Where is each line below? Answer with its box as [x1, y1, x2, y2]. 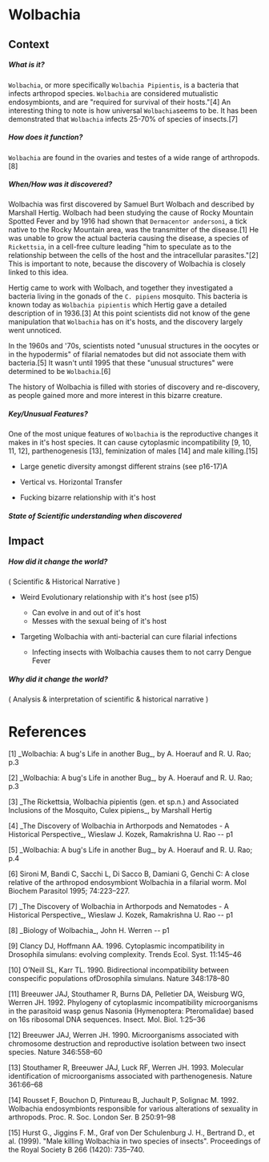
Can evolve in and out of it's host [31, 608, 142, 617]
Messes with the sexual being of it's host [31, 617, 167, 626]
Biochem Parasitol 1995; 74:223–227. [8, 887, 130, 896]
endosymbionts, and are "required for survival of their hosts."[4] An [8, 97, 231, 107]
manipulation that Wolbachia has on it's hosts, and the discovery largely [8, 317, 243, 327]
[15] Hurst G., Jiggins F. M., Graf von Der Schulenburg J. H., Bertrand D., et [8, 1128, 255, 1138]
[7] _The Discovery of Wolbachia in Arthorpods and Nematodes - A [8, 902, 230, 911]
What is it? [8, 60, 46, 70]
